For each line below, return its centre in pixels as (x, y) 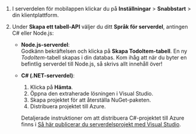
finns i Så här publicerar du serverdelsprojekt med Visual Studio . (101, 124)
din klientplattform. (35, 15)
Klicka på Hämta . (52, 87)
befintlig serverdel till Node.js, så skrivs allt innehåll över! (92, 64)
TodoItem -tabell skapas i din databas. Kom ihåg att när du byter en (104, 57)
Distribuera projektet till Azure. (68, 106)
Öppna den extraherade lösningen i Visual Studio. (92, 93)
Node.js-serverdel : (45, 45)
